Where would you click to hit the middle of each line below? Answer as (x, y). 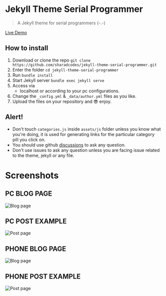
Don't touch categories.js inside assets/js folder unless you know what (86, 129)
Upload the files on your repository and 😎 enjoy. (62, 101)
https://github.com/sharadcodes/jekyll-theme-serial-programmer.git (84, 65)
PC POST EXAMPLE (36, 221)
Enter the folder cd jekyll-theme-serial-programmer (65, 70)
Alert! (14, 117)
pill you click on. (29, 140)
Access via (24, 85)
